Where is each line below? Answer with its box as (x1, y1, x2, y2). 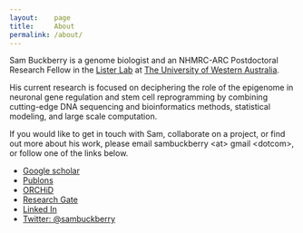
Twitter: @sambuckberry (22, 214, 116, 225)
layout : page (9, 13, 71, 23)
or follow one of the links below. (9, 148, 129, 159)
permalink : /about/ (9, 30, 83, 39)
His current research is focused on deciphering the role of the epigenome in (9, 83, 294, 93)
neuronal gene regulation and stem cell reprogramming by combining (9, 92, 269, 102)
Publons (22, 175, 54, 186)
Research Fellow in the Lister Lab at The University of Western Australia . (9, 64, 279, 75)
